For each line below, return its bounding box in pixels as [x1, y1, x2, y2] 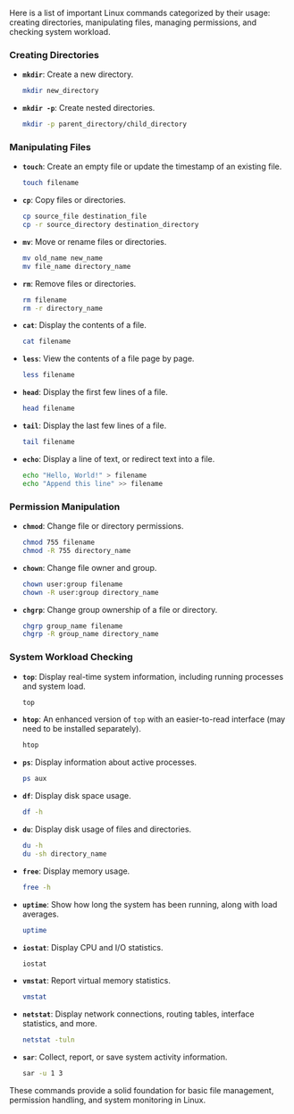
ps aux [21, 775, 47, 783]
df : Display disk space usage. [21, 791, 131, 801]
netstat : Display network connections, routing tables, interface [21, 1009, 255, 1019]
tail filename [21, 438, 75, 447]
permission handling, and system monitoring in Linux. [9, 1094, 206, 1106]
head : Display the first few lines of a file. [21, 387, 168, 398]
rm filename [21, 295, 67, 305]
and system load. [21, 681, 87, 691]
